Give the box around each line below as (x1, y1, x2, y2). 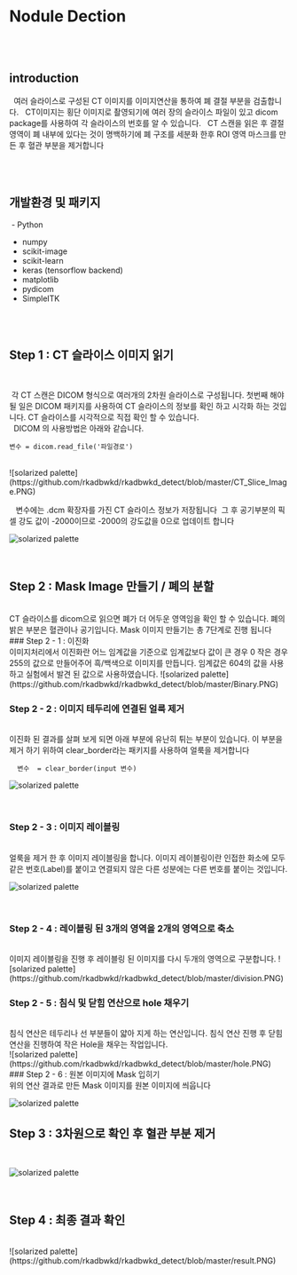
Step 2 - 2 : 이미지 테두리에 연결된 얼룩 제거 (9, 703, 184, 716)
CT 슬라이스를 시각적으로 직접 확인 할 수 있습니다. (27, 412, 199, 423)
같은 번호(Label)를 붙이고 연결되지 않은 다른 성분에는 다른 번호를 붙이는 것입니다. (9, 863, 288, 874)
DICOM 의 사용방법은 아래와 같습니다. (12, 424, 145, 434)
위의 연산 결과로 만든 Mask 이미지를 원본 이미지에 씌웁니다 (9, 1081, 211, 1091)
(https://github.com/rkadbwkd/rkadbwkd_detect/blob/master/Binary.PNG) (9, 679, 279, 690)
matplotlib (21, 273, 59, 285)
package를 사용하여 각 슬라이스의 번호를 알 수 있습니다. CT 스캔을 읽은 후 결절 (9, 117, 285, 128)
